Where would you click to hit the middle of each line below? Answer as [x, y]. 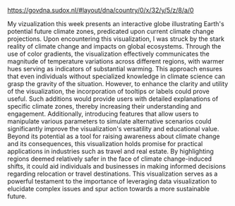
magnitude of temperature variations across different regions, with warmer [116, 61]
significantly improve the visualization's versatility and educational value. [113, 129]
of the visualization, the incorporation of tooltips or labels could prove [108, 91]
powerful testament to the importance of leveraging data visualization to [112, 181]
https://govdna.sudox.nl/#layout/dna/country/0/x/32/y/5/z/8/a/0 [101, 10]
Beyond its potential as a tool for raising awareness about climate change [114, 136]
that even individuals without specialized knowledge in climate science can [116, 76]
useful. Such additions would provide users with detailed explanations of [113, 99]
